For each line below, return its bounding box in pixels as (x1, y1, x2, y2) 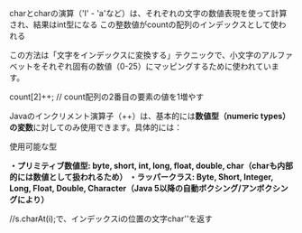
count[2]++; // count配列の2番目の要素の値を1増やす (9, 91, 205, 102)
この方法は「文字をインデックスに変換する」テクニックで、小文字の (9, 50, 262, 61)
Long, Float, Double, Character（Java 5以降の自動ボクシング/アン (9, 183, 257, 193)
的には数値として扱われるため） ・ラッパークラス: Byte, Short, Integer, (9, 172, 274, 182)
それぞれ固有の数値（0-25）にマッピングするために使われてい (40, 61, 272, 71)
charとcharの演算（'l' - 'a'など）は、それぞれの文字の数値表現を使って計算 (9, 8, 288, 18)
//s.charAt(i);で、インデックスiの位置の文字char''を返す (9, 213, 214, 224)
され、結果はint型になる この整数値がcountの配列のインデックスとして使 (9, 19, 279, 30)
